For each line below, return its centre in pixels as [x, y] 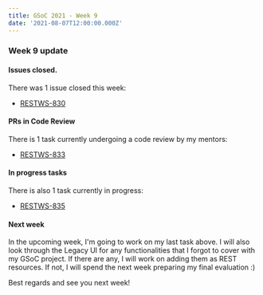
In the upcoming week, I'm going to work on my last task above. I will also [129, 242]
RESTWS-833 [43, 154]
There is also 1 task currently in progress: [76, 191]
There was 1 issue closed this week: [67, 88]
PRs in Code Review [42, 121]
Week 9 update [38, 51]
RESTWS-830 [43, 103]
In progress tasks [38, 173]
